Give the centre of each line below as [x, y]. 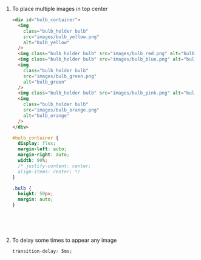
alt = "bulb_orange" [46, 115]
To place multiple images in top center [60, 9]
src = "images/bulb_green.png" [60, 76]
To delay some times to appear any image [64, 240]
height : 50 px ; [36, 194]
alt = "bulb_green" [45, 82]
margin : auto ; [36, 199]
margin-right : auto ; [44, 155]
